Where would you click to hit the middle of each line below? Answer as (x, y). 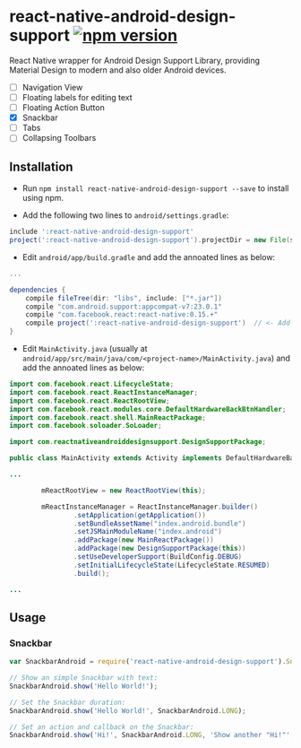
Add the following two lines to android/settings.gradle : (125, 215)
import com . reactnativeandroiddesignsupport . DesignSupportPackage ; (138, 442)
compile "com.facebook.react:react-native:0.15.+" (122, 315)
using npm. (43, 198)
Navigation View (52, 87)
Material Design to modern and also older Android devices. (118, 70)
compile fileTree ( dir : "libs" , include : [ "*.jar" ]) (124, 298)
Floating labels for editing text (77, 97)
